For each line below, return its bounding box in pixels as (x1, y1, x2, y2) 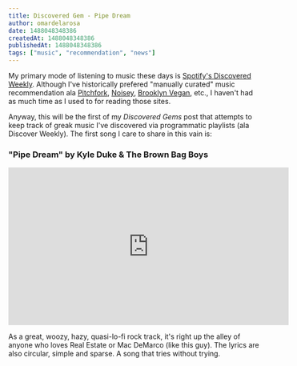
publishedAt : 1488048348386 (8, 42, 102, 50)
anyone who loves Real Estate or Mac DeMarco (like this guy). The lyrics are (8, 340, 259, 350)
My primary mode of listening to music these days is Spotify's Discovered (8, 71, 252, 80)
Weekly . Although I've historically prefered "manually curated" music (8, 79, 235, 89)
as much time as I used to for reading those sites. (8, 97, 171, 106)
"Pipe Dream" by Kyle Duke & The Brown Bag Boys (8, 149, 209, 160)
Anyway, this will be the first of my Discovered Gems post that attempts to (8, 112, 252, 121)
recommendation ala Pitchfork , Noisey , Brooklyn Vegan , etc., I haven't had (8, 88, 254, 97)
